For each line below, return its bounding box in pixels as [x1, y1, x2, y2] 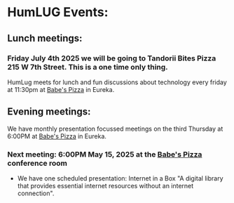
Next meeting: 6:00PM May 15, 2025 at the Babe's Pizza [7, 149, 202, 159]
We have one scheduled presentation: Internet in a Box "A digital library [17, 173, 223, 183]
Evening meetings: [7, 106, 91, 118]
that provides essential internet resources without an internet [17, 181, 194, 190]
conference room [7, 158, 68, 168]
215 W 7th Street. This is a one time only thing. [7, 62, 168, 72]
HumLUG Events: [7, 4, 109, 20]
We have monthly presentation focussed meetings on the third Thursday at [7, 124, 223, 133]
